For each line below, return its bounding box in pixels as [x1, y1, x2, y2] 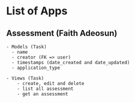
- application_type [11, 65, 61, 71]
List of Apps [6, 4, 68, 18]
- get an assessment [17, 91, 68, 97]
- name [11, 49, 28, 55]
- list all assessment [17, 86, 74, 92]
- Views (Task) [6, 75, 44, 81]
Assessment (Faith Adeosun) [6, 28, 118, 38]
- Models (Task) [6, 44, 47, 50]
